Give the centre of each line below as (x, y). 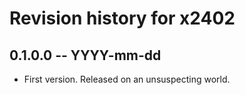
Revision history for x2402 (122, 18)
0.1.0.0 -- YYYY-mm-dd (85, 55)
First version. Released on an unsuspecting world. (127, 79)
